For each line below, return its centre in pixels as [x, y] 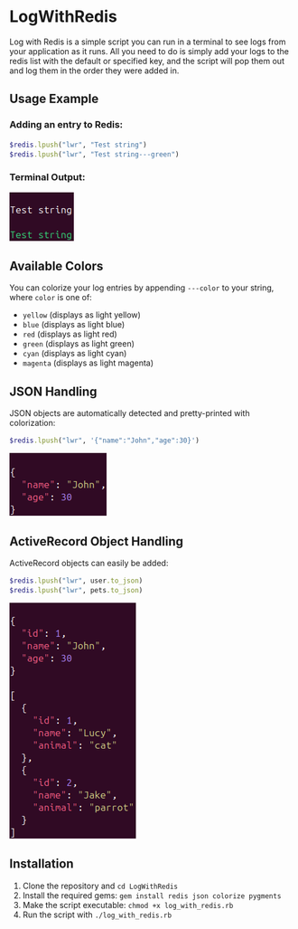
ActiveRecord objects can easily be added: [89, 563]
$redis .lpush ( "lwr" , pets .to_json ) [76, 590]
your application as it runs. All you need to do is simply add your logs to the [149, 51]
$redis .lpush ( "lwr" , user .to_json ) [76, 581]
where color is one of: [51, 298]
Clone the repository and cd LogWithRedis [100, 886]
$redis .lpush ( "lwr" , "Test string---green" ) [94, 154]
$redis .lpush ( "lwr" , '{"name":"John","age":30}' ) [105, 441]
